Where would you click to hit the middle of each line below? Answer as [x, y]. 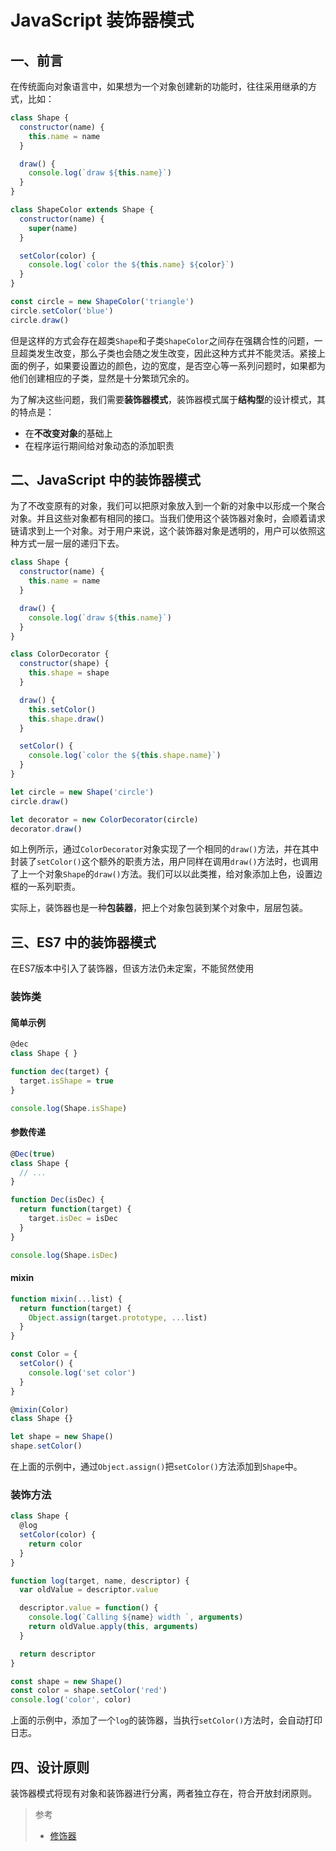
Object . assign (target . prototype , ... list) [118, 1317]
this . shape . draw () [66, 719]
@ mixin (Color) [40, 1409]
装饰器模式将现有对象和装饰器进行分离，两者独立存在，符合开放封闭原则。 [163, 1793]
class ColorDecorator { [60, 654]
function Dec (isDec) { [57, 1200]
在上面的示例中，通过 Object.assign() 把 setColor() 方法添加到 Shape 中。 [156, 1467]
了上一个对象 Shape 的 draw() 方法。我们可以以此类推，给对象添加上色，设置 [162, 874]
